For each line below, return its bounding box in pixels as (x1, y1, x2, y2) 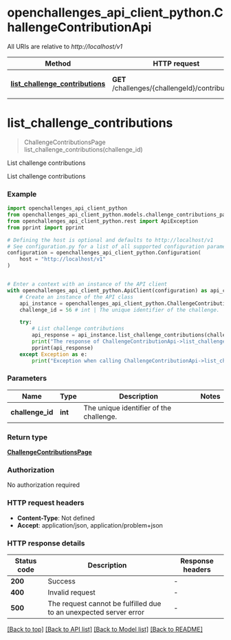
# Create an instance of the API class (19, 293, 134, 301)
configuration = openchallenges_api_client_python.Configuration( (7, 250, 201, 257)
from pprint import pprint (7, 224, 85, 231)
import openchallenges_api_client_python (7, 205, 128, 212)
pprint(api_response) (32, 344, 94, 351)
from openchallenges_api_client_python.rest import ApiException (7, 217, 198, 225)
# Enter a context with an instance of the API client (7, 281, 168, 288)
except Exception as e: (19, 350, 88, 358)
